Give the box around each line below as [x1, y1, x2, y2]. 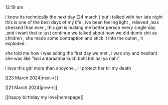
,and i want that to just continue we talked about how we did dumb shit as [5, 30, 157, 35]
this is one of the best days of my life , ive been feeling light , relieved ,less [5, 19, 159, 25]
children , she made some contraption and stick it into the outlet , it [5, 35, 143, 41]
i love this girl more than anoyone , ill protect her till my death [5, 65, 131, 71]
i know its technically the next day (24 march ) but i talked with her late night [5, 14, 163, 19]
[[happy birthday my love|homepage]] [5, 94, 84, 100]
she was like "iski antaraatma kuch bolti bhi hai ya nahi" [5, 55, 120, 61]
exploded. [5, 40, 26, 46]
